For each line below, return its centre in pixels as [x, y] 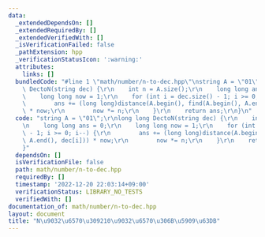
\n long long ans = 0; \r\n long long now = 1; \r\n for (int [139, 126]
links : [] [39, 74]
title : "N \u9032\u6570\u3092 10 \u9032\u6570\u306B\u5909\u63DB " [114, 221]
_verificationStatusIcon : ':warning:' [79, 60]
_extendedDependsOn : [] [54, 23]
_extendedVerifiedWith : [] [60, 38]
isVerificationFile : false [60, 163]
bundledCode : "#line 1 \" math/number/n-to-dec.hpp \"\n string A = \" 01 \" [137, 81]
